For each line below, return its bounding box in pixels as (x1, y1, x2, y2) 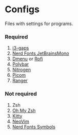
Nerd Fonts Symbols (12, 124, 56, 130)
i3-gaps (12, 45, 29, 51)
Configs (5, 4, 40, 15)
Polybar (12, 61, 29, 67)
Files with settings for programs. (5, 20, 73, 27)
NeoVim (12, 118, 29, 124)
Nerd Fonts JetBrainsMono (12, 50, 69, 57)
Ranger (12, 78, 28, 84)
